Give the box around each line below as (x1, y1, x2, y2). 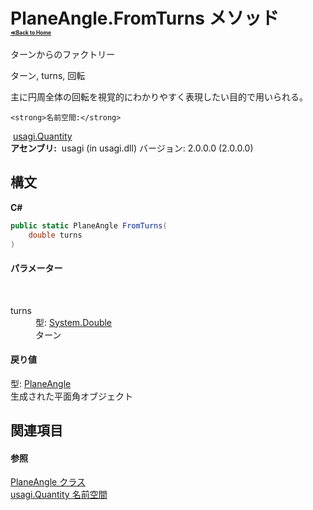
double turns (28, 230, 83, 240)
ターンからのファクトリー (10, 48, 116, 60)
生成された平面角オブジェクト (10, 390, 133, 402)
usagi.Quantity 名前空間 (10, 489, 108, 501)
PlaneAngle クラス (10, 476, 86, 488)
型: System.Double (35, 316, 113, 328)
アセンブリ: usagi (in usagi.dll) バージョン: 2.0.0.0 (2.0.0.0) (10, 142, 254, 154)
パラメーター (10, 262, 63, 274)
